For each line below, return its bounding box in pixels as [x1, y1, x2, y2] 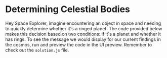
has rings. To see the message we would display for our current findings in [5, 36, 161, 42]
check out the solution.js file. [5, 47, 69, 53]
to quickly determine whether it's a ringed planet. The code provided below [5, 25, 162, 31]
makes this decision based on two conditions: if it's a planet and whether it [5, 31, 161, 37]
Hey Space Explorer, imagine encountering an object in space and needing [5, 20, 161, 26]
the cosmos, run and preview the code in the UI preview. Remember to [5, 41, 152, 47]
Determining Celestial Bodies [5, 4, 131, 15]
